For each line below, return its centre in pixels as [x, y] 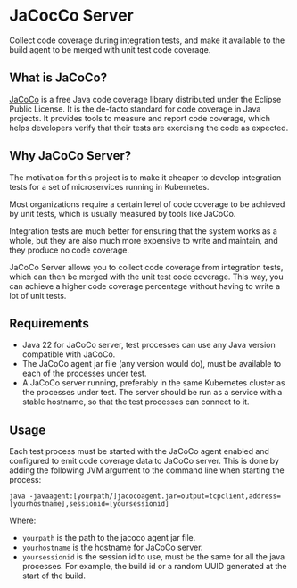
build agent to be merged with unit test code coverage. [110, 49]
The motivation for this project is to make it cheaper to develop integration [145, 177]
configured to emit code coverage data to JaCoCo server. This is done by [144, 461]
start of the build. [54, 576]
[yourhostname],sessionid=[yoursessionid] [89, 504]
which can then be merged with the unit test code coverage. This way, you [146, 277]
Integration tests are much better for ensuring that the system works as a [144, 231]
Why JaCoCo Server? [70, 156]
